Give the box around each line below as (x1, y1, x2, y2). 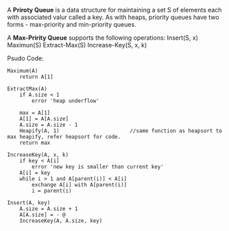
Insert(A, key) (7, 199, 51, 206)
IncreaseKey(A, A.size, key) (19, 217, 103, 224)
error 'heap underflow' (32, 97, 99, 104)
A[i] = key (19, 169, 51, 176)
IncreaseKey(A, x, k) (7, 151, 69, 158)
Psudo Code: (7, 54, 44, 62)
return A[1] (19, 73, 53, 80)
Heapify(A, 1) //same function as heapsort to (19, 127, 223, 134)
